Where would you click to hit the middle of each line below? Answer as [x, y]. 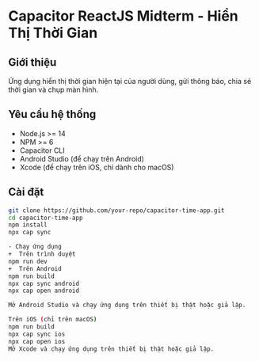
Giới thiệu [32, 62]
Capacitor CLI [42, 150]
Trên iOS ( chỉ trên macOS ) [53, 320]
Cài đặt [26, 192]
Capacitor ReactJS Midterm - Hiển [124, 16]
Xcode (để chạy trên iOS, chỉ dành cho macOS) [97, 167]
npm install [28, 225]
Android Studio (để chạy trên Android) [82, 158]
